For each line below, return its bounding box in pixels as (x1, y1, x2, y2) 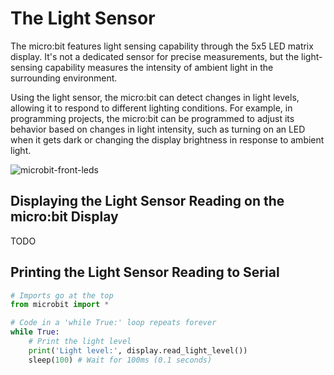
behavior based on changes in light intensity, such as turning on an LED (10, 123, 306, 135)
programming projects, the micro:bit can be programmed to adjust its (10, 112, 295, 124)
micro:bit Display (10, 208, 119, 226)
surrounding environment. (10, 72, 118, 84)
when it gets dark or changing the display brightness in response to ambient (10, 133, 325, 146)
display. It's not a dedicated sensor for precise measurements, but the (10, 50, 300, 62)
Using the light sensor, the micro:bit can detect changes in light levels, (10, 91, 300, 103)
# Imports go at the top (10, 290, 114, 301)
